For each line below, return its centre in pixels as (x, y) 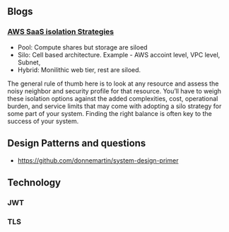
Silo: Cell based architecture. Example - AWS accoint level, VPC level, (119, 54)
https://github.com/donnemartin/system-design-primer (98, 160)
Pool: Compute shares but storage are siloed (82, 47)
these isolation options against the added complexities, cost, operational (113, 98)
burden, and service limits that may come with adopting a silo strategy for (114, 106)
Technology (34, 182)
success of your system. (43, 121)
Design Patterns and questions (77, 143)
